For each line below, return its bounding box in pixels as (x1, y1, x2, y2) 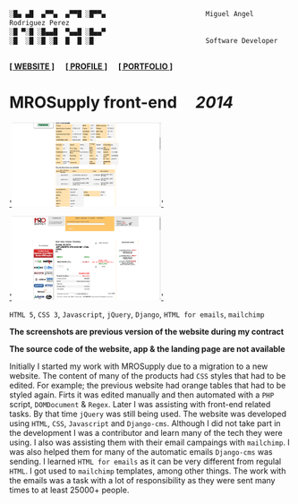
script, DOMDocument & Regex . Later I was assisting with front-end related (9, 398, 271, 409)
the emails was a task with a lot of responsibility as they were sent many (9, 474, 276, 485)
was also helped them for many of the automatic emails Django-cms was (9, 446, 273, 457)
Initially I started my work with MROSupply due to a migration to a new (9, 361, 268, 372)
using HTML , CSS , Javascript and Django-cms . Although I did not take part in (9, 417, 281, 429)
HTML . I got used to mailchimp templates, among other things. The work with (9, 466, 286, 476)
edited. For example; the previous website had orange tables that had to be (9, 380, 286, 390)
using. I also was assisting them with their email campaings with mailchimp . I (9, 437, 291, 448)
